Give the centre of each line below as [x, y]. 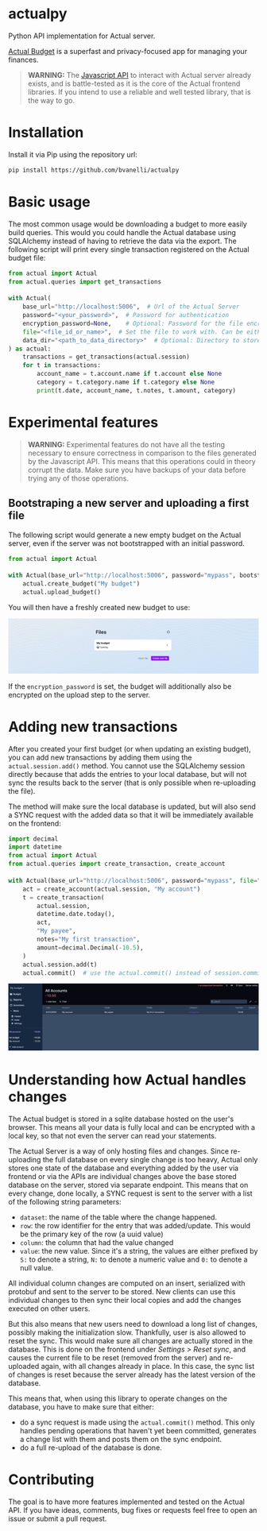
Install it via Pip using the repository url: [73, 154]
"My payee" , [57, 931]
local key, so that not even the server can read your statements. [112, 1135]
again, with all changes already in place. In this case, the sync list [148, 1366]
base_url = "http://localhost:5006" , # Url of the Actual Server [131, 307]
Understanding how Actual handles [127, 1080]
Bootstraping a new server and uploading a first [129, 503]
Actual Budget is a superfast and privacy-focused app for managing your [128, 51]
